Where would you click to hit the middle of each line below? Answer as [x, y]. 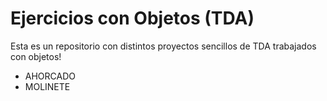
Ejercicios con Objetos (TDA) [132, 18]
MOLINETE [47, 86]
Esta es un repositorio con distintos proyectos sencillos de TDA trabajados [163, 46]
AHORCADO [50, 76]
